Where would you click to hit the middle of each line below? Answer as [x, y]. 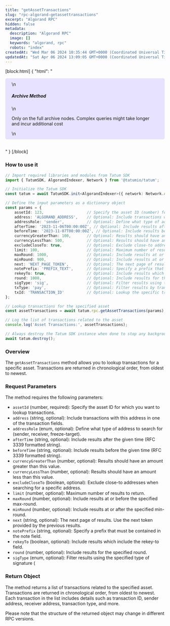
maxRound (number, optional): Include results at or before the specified [85, 498]
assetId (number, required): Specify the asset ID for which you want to [86, 407]
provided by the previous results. [47, 526]
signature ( [24, 563]
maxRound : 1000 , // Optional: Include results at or [89, 255]
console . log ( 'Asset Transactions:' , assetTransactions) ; [67, 325]
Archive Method [29, 96]
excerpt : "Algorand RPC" [31, 19]
